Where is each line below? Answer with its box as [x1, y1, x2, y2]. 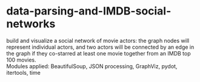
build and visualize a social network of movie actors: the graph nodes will [6, 37, 190, 44]
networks [6, 17, 56, 31]
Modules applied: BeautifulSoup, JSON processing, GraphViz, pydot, [6, 62, 178, 70]
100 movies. [6, 56, 36, 63]
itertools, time [6, 69, 41, 76]
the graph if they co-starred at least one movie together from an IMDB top [6, 49, 191, 57]
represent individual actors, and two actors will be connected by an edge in [6, 43, 195, 51]
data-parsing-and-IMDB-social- [6, 4, 172, 18]
